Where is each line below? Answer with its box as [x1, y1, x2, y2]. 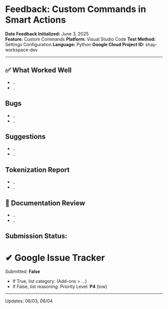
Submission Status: [5, 232, 67, 240]
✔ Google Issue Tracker [5, 252, 105, 263]
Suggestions [5, 132, 46, 141]
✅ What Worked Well [5, 66, 72, 75]
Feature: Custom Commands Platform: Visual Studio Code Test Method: [5, 36, 156, 42]
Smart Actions [5, 14, 66, 26]
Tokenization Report [5, 166, 70, 174]
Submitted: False [5, 268, 40, 274]
